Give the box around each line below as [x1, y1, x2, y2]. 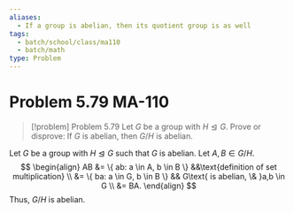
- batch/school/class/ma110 [17, 37, 121, 47]
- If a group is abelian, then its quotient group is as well [17, 21, 251, 30]
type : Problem [9, 54, 62, 63]
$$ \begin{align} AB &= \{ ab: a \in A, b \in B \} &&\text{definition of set [20, 161, 277, 172]
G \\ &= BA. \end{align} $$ [100, 180, 197, 191]
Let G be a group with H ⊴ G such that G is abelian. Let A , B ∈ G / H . [9, 148, 255, 158]
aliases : [9, 12, 42, 22]
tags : [9, 29, 29, 38]
